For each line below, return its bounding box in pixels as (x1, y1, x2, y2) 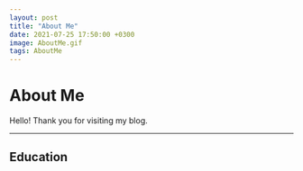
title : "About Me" (9, 22, 78, 31)
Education (9, 149, 69, 165)
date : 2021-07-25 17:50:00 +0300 (9, 30, 135, 39)
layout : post (9, 13, 59, 22)
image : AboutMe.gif (9, 38, 83, 48)
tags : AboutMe (9, 47, 63, 56)
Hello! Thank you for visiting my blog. (9, 115, 148, 126)
